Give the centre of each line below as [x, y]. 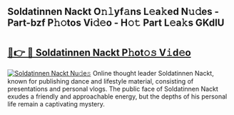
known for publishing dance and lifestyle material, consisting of [101, 81]
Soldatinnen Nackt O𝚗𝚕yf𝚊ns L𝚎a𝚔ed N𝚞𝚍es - [113, 12]
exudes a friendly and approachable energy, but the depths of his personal [117, 96]
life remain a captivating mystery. [56, 104]
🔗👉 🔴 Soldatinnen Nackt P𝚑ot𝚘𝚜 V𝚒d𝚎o [99, 52]
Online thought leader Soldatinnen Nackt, [153, 73]
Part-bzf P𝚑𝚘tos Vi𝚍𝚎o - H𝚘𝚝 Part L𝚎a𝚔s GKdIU [116, 23]
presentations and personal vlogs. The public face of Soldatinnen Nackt [113, 89]
